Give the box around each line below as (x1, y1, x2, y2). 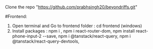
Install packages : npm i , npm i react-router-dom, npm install (12, 28, 135, 33)
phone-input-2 (12, 33, 42, 39)
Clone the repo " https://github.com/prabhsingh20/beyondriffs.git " (5, 4, 137, 10)
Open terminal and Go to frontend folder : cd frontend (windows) (12, 23, 142, 29)
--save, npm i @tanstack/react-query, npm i (42, 33, 131, 39)
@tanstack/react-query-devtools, (12, 38, 79, 44)
